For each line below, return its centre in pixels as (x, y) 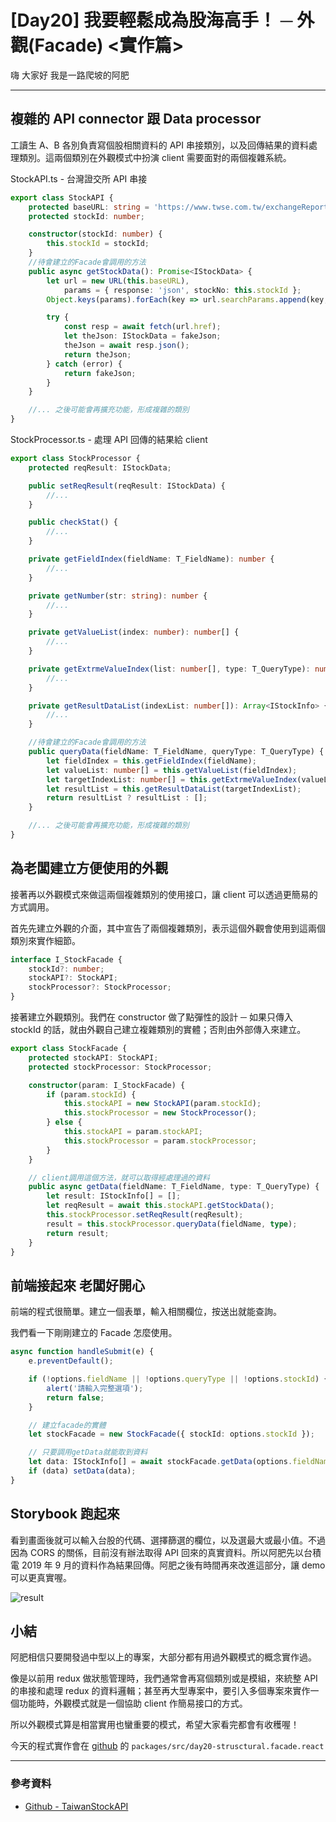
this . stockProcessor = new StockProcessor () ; (160, 1113)
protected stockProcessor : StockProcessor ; (120, 1067)
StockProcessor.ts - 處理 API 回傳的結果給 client (109, 439)
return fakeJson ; (100, 373)
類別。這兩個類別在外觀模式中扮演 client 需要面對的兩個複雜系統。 (155, 157)
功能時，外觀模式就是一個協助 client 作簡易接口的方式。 (133, 1703)
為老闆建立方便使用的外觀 (89, 868)
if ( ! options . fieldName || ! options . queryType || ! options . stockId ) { (178, 1379)
